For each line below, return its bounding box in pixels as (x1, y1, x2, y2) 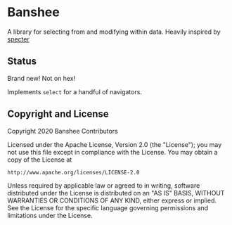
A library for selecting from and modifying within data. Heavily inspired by (7, 27, 221, 36)
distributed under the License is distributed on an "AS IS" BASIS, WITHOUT (7, 188, 225, 197)
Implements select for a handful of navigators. (7, 87, 143, 96)
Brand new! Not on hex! (7, 74, 76, 82)
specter (7, 34, 30, 43)
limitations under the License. (7, 211, 93, 219)
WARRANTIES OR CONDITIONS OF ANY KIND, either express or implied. (7, 196, 217, 205)
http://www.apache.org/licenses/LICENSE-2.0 (7, 169, 140, 176)
